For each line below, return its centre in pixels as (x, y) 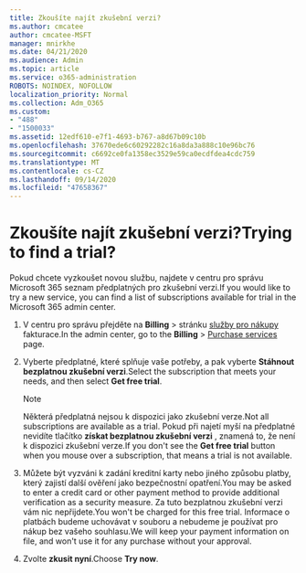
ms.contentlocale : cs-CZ (57, 171)
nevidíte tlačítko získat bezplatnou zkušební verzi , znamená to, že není (159, 436)
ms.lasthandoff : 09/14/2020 (63, 179)
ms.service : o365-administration (73, 78)
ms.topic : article (44, 69)
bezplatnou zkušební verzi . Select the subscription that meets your (149, 372)
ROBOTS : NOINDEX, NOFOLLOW (61, 86)
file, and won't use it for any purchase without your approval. (137, 541)
